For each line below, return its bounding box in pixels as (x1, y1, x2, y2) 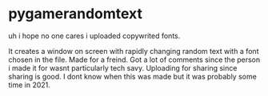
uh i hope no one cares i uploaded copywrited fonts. (8, 31, 181, 40)
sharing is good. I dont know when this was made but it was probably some (8, 71, 258, 81)
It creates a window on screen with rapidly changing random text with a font (8, 46, 259, 56)
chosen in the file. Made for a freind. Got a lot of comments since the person (8, 55, 261, 64)
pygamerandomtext (8, 5, 142, 23)
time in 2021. (8, 80, 50, 90)
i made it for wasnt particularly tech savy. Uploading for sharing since (8, 63, 238, 72)
